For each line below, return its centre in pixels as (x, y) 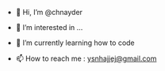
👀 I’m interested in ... (49, 27)
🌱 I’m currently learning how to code (75, 43)
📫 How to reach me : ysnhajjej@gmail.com (86, 58)
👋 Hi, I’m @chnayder (49, 12)
